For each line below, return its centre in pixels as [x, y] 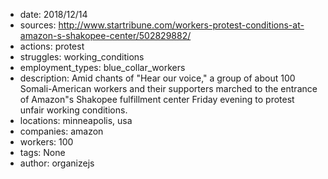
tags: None [42, 152]
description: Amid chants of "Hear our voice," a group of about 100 [157, 78]
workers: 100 [46, 142]
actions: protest [52, 46]
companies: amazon [61, 131]
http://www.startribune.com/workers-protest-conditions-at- [181, 25]
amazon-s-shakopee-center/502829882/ [105, 35]
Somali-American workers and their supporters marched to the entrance [168, 88]
